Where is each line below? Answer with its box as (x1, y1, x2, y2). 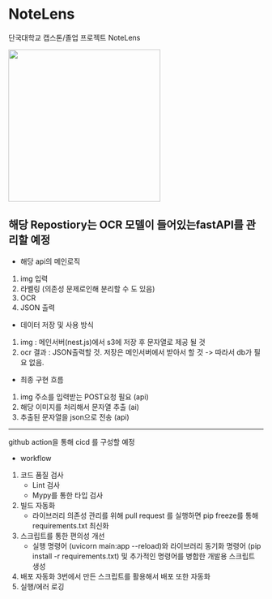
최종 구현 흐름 (19, 374, 64, 384)
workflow (19, 453, 52, 463)
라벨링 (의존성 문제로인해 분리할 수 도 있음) (19, 283, 155, 293)
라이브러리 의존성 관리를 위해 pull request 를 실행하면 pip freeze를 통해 (32, 511, 259, 520)
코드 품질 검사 (19, 470, 64, 480)
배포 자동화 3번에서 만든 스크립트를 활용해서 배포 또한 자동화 (19, 571, 210, 581)
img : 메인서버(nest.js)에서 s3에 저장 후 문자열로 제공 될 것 (19, 337, 206, 347)
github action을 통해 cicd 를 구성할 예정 (8, 437, 135, 446)
